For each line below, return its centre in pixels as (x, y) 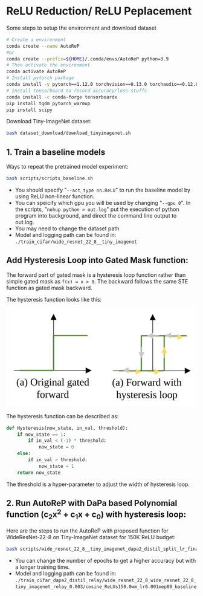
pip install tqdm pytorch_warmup (48, 103)
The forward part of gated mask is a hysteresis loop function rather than (96, 275)
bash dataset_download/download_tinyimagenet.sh (69, 133)
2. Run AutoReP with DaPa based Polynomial (92, 503)
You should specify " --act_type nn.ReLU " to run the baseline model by (103, 190)
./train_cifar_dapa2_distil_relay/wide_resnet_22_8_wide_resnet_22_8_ (106, 580)
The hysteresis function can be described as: (63, 416)
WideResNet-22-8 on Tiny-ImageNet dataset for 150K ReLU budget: (91, 537)
